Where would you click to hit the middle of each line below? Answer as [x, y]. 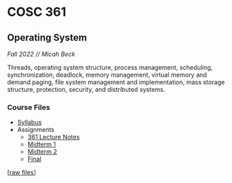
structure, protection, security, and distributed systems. [86, 89]
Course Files [29, 107]
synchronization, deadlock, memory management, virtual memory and [107, 75]
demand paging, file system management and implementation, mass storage [116, 82]
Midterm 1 [42, 144]
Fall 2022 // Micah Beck [41, 54]
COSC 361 [37, 12]
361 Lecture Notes [54, 137]
